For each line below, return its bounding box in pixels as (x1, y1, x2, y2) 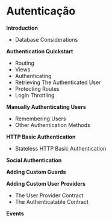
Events (6, 210, 24, 217)
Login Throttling (14, 91, 55, 99)
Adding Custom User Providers (6, 180, 86, 187)
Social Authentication (6, 156, 62, 164)
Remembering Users (14, 115, 66, 122)
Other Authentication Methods (14, 121, 90, 128)
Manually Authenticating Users (6, 103, 86, 110)
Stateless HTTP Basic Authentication (14, 145, 107, 152)
